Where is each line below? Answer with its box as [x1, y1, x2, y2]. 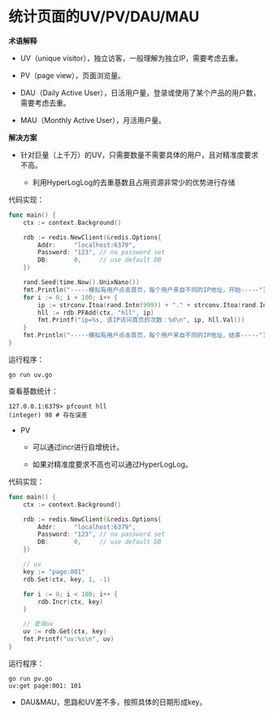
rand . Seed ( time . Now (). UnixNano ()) [23, 279, 140, 287]
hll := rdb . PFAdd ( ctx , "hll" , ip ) [37, 309, 154, 317]
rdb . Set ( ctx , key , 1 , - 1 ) [23, 575, 111, 583]
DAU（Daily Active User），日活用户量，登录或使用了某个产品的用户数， [19, 87, 261, 98]
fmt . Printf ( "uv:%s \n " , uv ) [23, 635, 115, 643]
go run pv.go [8, 674, 53, 682]
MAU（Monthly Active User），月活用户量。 [19, 115, 167, 125]
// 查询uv [23, 620, 54, 628]
